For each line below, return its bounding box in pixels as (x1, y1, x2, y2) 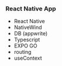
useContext (13, 54, 42, 62)
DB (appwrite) (13, 30, 48, 37)
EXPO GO (13, 42, 37, 49)
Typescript (13, 36, 40, 43)
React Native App (5, 5, 56, 13)
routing (13, 49, 32, 56)
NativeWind (13, 24, 42, 31)
